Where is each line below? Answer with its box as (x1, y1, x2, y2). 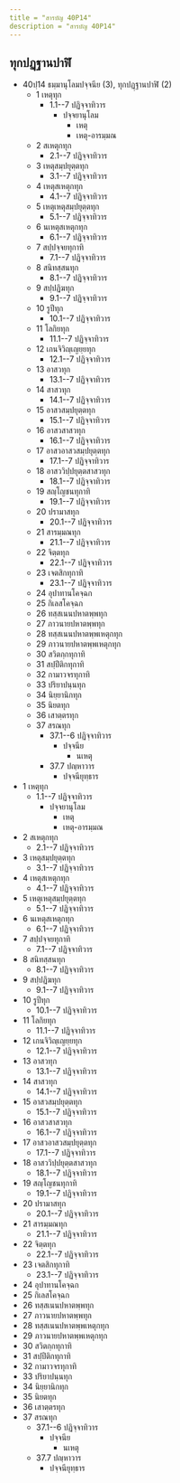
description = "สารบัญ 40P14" (9, 22, 116, 31)
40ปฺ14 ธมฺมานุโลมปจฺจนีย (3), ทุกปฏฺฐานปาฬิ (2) (22, 79, 173, 90)
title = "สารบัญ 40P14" (9, 13, 92, 23)
